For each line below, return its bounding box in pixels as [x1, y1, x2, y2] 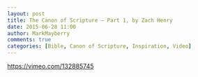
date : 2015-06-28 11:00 [7, 23, 77, 30]
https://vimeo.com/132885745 [7, 62, 94, 70]
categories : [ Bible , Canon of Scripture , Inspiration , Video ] [7, 43, 192, 50]
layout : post [7, 10, 45, 17]
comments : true [7, 36, 52, 43]
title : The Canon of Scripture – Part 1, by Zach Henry [7, 17, 173, 24]
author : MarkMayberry [7, 29, 70, 37]
